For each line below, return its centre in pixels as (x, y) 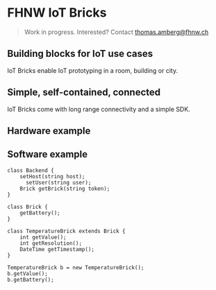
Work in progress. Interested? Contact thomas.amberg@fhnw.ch (116, 32)
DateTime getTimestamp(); (57, 249)
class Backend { (31, 170)
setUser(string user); (58, 182)
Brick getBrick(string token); (65, 189)
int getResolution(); (51, 243)
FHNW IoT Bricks (57, 13)
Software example (48, 154)
